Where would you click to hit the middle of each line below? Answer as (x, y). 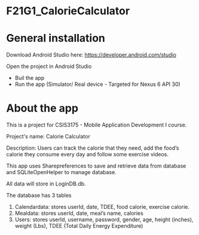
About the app (42, 108)
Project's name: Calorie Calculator (48, 137)
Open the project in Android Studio (49, 66)
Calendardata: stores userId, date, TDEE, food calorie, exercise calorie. (102, 207)
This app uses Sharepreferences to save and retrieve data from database (96, 166)
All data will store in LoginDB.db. (46, 184)
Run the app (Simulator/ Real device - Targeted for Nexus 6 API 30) (97, 84)
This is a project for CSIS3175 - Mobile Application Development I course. (97, 125)
